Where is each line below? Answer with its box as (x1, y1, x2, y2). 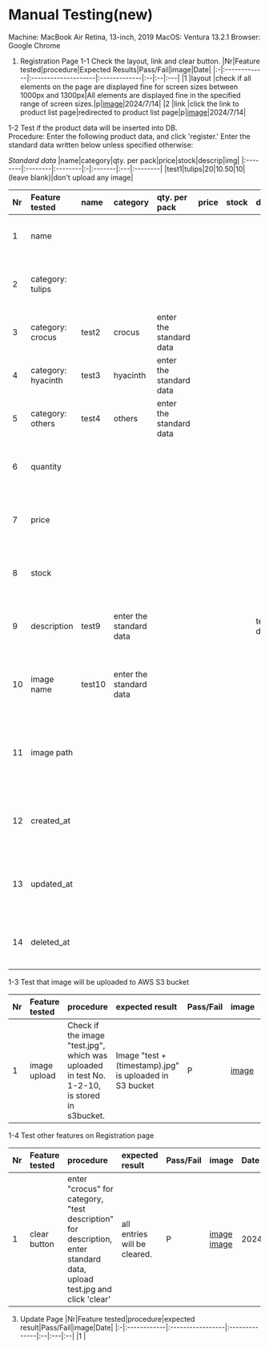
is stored (67, 1090, 100, 1101)
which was (67, 1050, 108, 1061)
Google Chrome (8, 40, 61, 50)
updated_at (30, 878, 74, 889)
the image (67, 1030, 106, 1041)
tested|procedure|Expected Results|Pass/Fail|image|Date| (19, 64, 212, 74)
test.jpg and (67, 1283, 112, 1294)
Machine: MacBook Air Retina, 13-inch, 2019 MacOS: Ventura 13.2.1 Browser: (8, 32, 261, 42)
